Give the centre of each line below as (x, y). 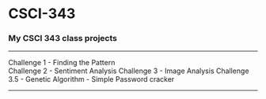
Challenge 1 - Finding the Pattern (62, 63)
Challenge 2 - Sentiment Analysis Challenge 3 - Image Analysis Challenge (129, 71)
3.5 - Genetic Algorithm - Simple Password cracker (91, 79)
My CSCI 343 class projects (63, 38)
